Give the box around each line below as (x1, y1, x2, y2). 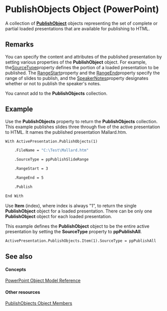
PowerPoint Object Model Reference (5, 278, 81, 284)
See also (5, 252, 33, 261)
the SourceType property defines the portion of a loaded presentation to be (5, 64, 159, 70)
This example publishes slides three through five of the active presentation (5, 124, 160, 130)
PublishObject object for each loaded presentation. (5, 213, 112, 219)
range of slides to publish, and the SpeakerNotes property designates (5, 75, 148, 81)
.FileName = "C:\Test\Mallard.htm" (14, 148, 89, 153)
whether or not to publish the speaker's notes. (5, 80, 101, 86)
